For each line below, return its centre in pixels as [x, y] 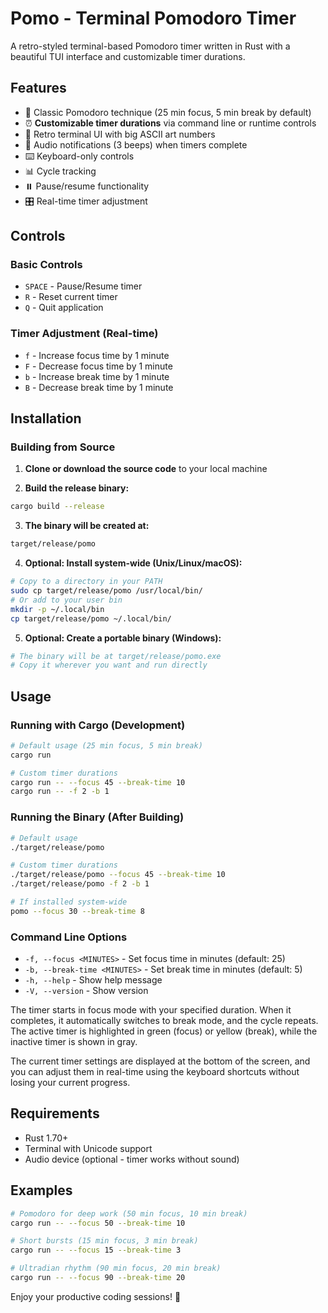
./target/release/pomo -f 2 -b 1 [80, 884]
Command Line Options [69, 937]
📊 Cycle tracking [60, 171]
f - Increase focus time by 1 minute [97, 355]
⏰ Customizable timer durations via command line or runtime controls [170, 123]
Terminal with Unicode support [88, 1148]
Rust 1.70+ [46, 1138]
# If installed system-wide [69, 902]
